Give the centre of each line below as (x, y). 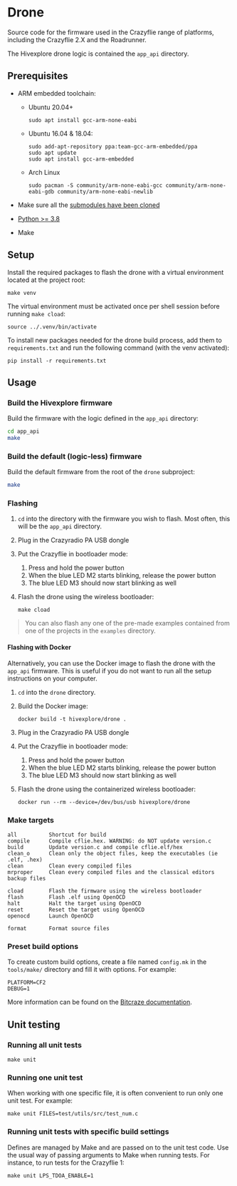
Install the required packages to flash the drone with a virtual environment (116, 272)
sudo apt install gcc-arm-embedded (81, 159)
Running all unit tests (44, 1045)
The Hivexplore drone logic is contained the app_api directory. (98, 54)
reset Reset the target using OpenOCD (76, 910)
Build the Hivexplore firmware (60, 403)
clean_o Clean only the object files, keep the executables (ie (113, 853)
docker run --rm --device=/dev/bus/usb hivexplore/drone (104, 802)
